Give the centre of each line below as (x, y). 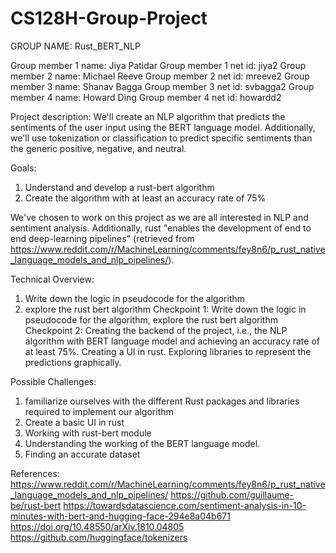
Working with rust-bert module (88, 433)
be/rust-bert (36, 505)
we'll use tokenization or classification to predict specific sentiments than (161, 138)
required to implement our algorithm (99, 411)
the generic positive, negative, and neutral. (98, 148)
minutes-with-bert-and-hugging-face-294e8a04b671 (120, 516)
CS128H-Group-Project (109, 18)
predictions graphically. (73, 362)
